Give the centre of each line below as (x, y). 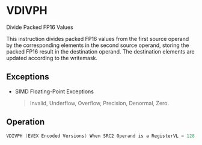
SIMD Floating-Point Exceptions (54, 91)
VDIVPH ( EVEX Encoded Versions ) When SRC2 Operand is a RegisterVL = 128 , (102, 136)
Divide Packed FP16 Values (40, 27)
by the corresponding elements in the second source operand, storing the (98, 45)
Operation (26, 122)
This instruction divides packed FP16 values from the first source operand (98, 39)
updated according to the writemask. (52, 58)
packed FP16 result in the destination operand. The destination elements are (101, 51)
